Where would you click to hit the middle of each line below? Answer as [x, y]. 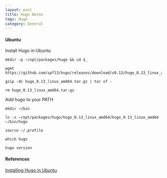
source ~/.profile [24, 131]
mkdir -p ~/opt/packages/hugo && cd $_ [46, 60]
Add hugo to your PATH [29, 100]
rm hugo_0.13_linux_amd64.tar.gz [40, 90]
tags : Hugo [16, 19]
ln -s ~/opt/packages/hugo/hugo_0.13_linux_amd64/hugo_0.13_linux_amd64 [82, 118]
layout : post [19, 10]
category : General [24, 24]
